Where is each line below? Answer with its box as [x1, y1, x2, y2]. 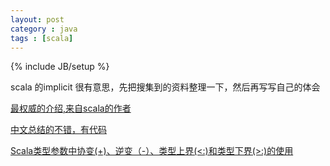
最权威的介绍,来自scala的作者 [10, 102, 132, 115]
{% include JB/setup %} [10, 61, 110, 73]
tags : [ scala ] [10, 33, 74, 43]
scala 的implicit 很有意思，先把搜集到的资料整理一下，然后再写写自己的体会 [10, 81, 321, 93]
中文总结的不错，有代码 [10, 124, 107, 136]
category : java [10, 24, 78, 34]
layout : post [10, 14, 65, 25]
